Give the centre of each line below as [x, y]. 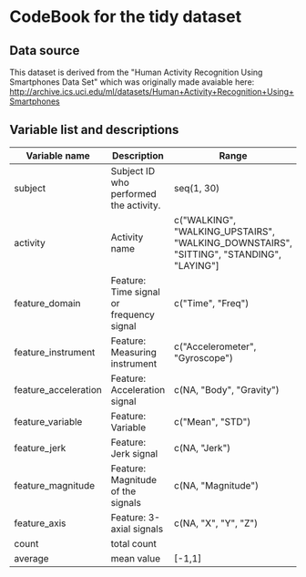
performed [133, 193]
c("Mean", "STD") [212, 421]
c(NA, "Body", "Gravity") [226, 389]
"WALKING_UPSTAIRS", [224, 232]
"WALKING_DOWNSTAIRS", [233, 242]
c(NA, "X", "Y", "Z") [216, 523]
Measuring [134, 352]
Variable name [58, 155]
